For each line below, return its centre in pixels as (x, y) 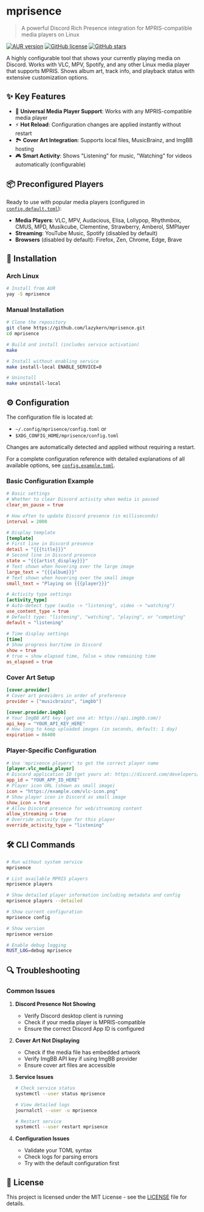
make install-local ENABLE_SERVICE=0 (54, 367)
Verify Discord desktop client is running (73, 1016)
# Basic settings (28, 494)
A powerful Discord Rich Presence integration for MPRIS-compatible (107, 28)
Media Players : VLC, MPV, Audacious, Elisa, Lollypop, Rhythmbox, (98, 220)
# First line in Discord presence (50, 544)
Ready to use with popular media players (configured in (76, 202)
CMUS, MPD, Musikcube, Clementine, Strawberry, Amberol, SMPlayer (102, 227)
